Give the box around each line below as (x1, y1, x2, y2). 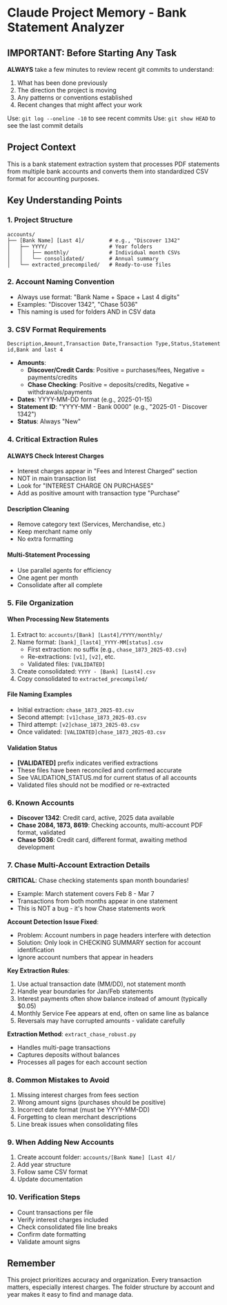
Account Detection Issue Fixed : (7, 917, 99, 926)
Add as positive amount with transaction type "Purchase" (17, 489, 181, 497)
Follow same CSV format (17, 1168, 88, 1176)
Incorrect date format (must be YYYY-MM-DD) (17, 1105, 150, 1114)
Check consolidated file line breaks (17, 1223, 117, 1231)
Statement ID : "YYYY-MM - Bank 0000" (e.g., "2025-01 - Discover (17, 403, 208, 411)
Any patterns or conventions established (17, 93, 133, 102)
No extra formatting (17, 535, 74, 543)
